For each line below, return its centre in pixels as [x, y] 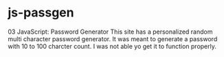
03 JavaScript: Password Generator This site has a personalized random [110, 32]
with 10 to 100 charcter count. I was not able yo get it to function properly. [112, 46]
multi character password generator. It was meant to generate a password [113, 38]
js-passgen [41, 13]
